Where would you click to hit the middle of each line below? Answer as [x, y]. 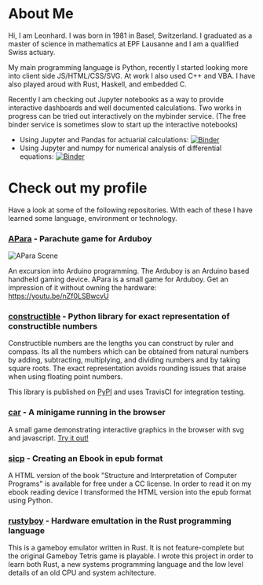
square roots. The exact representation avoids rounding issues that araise [127, 368]
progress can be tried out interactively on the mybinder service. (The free [127, 116]
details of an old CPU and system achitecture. [82, 573]
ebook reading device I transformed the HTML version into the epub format [130, 492]
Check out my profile [78, 188]
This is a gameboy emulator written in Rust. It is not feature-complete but [126, 548]
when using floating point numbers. [66, 377]
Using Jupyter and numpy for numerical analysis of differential [121, 148]
